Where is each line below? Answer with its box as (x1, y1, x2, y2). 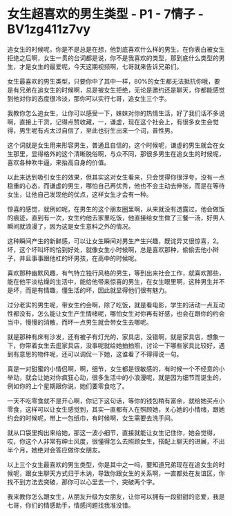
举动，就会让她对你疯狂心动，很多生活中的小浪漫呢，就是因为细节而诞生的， (7, 373, 225, 381)
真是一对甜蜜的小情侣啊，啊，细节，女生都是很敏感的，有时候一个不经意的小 (7, 364, 225, 373)
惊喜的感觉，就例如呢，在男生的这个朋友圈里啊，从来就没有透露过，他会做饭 (7, 204, 225, 213)
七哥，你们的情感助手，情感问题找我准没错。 (7, 501, 135, 509)
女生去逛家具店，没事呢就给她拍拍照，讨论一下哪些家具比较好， (37, 341, 219, 350)
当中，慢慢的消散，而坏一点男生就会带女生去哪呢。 (7, 318, 153, 326)
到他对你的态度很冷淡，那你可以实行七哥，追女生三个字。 (7, 94, 171, 102)
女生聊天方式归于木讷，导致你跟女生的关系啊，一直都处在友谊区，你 (30, 469, 225, 477)
